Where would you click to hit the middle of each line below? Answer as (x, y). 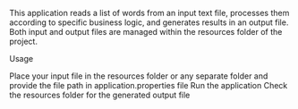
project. (24, 41)
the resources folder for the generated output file (100, 95)
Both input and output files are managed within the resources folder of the (146, 32)
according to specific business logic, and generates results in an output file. (149, 22)
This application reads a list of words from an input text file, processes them (149, 13)
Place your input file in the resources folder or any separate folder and (139, 76)
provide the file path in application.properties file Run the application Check (149, 85)
